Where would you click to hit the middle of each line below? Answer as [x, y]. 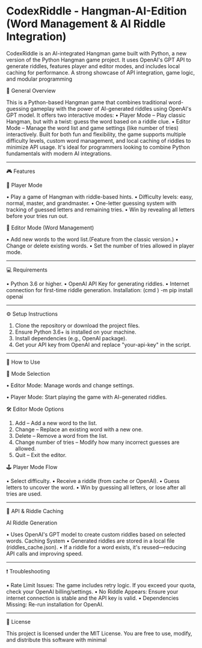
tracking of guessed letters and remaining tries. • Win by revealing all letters [101, 210]
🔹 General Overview [31, 90]
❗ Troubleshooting [28, 571]
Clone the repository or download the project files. [77, 325]
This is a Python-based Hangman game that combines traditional [87, 102]
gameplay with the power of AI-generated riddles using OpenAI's [111, 108]
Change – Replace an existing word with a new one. [79, 429]
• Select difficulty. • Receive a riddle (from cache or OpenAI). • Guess [93, 481]
